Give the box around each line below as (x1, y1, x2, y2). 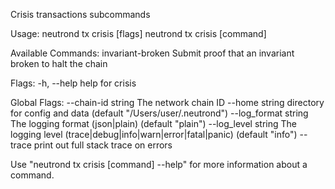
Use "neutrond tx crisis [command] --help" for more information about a (10, 159, 308, 170)
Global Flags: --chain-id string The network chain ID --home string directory (10, 97, 325, 108)
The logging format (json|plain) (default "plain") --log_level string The (10, 118, 297, 129)
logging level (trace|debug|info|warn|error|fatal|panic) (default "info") (10, 129, 298, 140)
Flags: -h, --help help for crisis (10, 77, 137, 89)
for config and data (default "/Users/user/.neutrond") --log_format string (10, 107, 309, 119)
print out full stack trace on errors (33, 139, 173, 151)
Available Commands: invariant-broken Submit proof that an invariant (10, 47, 295, 59)
